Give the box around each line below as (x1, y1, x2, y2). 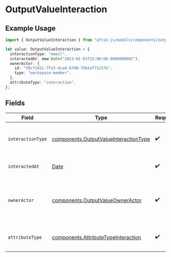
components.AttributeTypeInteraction (51, 233, 141, 241)
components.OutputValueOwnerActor (51, 197, 142, 204)
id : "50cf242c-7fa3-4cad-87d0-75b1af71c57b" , (14, 65, 113, 71)
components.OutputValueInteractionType (51, 135, 150, 143)
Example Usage (5, 24, 56, 33)
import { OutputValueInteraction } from (5, 37, 93, 42)
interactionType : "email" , (10, 51, 67, 57)
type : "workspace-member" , (14, 71, 72, 76)
